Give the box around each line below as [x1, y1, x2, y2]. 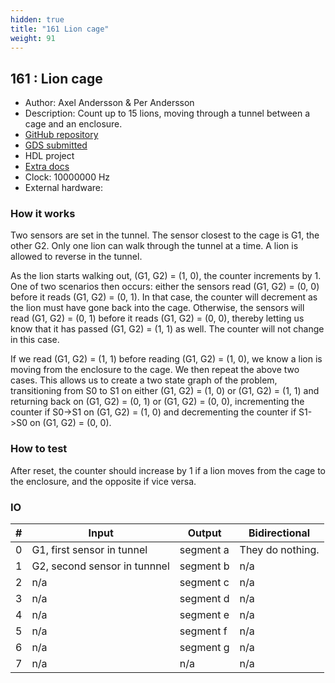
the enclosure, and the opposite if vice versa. [10, 475, 197, 487]
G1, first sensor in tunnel [31, 543, 148, 557]
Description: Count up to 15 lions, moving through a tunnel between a [24, 107, 311, 120]
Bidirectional [248, 526, 311, 540]
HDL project [24, 150, 75, 162]
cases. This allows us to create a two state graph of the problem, [10, 374, 278, 386]
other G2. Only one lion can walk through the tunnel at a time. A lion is [10, 240, 299, 252]
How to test [10, 442, 68, 456]
